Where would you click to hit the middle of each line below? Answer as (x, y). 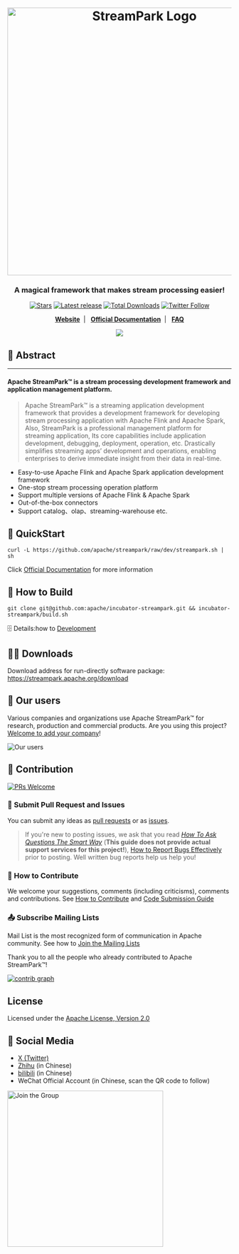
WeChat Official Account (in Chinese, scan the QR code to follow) (113, 1081)
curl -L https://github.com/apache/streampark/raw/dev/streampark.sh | (116, 550)
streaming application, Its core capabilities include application (115, 435)
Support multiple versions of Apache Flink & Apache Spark (103, 495)
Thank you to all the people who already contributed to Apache (100, 957)
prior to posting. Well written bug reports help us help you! (110, 857)
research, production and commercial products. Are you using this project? (117, 725)
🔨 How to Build (40, 592)
